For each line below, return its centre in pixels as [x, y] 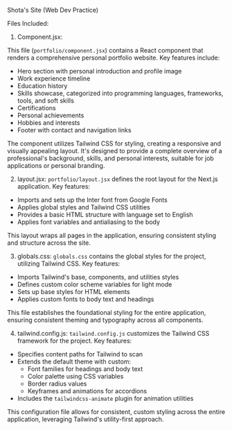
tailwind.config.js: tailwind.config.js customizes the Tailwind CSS [113, 333]
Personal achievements [51, 115]
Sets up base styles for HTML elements [73, 292]
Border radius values [57, 384]
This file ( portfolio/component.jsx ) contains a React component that [105, 50]
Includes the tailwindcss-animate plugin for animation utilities [105, 398]
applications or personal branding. [56, 165]
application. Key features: [54, 186]
